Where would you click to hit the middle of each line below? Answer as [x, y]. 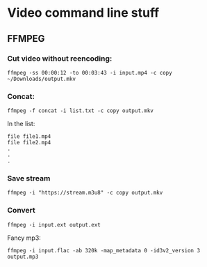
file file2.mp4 [29, 143]
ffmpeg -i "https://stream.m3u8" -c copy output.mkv [85, 193]
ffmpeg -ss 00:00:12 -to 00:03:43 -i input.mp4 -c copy [90, 73]
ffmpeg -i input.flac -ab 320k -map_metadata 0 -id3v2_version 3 [104, 250]
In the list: [21, 124]
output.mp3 [23, 257]
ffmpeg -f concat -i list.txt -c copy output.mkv [81, 111]
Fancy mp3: [24, 238]
